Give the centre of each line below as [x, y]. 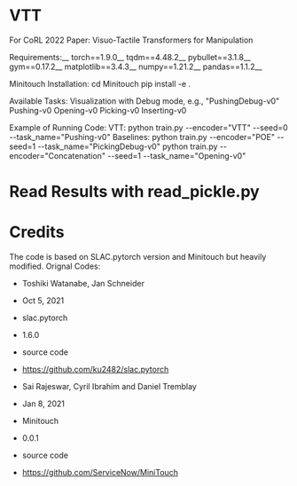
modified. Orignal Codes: [55, 266]
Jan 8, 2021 [43, 404]
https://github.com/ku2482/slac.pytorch [95, 370]
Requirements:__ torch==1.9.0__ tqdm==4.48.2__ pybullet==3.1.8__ [130, 57]
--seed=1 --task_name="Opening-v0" [177, 155]
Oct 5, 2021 [43, 301]
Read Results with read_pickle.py [134, 192]
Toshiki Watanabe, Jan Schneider [83, 284]
